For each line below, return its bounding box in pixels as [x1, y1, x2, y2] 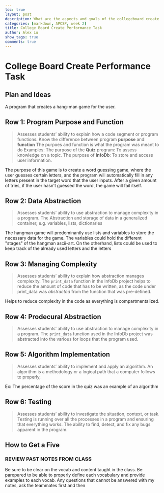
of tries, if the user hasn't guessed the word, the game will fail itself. [5, 182, 142, 188]
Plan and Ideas [5, 91, 51, 99]
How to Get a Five [5, 441, 60, 449]
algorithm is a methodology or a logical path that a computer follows [17, 368, 156, 375]
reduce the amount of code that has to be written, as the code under [17, 283, 156, 289]
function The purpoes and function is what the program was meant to [17, 141, 159, 147]
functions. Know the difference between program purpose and [17, 136, 145, 142]
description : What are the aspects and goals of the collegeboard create [5, 16, 160, 21]
